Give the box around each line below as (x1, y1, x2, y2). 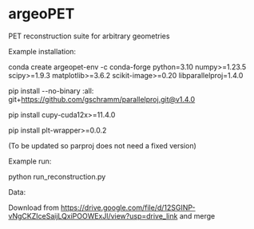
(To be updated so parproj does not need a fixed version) (8, 140, 197, 150)
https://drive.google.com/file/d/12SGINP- (61, 203, 196, 212)
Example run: (8, 156, 52, 166)
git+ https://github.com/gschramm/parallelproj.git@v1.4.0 (8, 94, 196, 104)
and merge (179, 211, 216, 220)
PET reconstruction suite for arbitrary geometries (8, 31, 170, 41)
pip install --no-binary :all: (8, 85, 94, 96)
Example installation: (8, 46, 77, 56)
